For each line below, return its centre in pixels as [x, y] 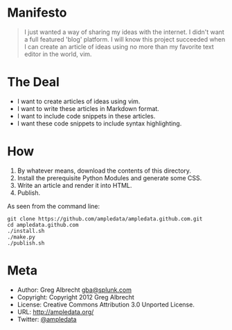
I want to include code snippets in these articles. [86, 116]
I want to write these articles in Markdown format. [88, 108]
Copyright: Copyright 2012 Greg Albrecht [76, 297]
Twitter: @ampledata [47, 319]
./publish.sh [26, 243]
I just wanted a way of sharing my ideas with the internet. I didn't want [124, 32]
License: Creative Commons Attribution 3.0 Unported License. [106, 304]
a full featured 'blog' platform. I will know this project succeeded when [125, 39]
